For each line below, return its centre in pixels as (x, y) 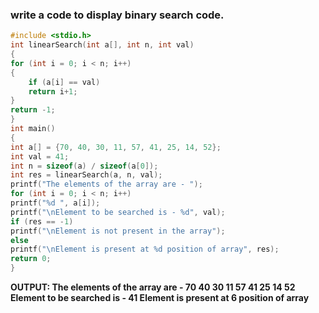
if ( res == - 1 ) (42, 221)
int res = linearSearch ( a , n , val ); (86, 175)
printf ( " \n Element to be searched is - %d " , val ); (118, 212)
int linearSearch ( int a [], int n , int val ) (102, 45)
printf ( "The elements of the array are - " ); (106, 184)
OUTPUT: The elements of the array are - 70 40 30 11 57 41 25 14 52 (153, 287)
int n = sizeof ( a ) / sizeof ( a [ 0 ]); (84, 166)
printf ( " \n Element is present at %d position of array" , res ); (145, 249)
